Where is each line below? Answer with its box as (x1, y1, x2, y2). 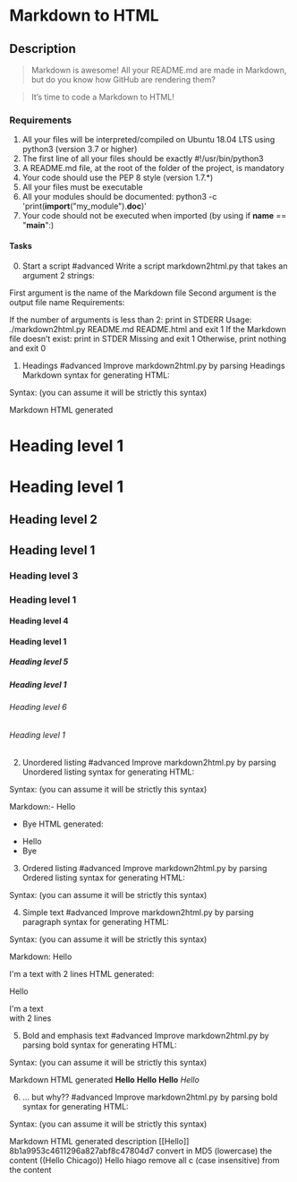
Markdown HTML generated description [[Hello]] (9, 1136, 190, 1147)
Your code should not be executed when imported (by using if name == (21, 210, 287, 221)
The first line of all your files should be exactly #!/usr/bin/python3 (21, 153, 264, 164)
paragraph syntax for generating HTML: (21, 917, 170, 928)
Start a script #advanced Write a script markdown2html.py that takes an (21, 261, 288, 271)
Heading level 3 (9, 570, 79, 582)
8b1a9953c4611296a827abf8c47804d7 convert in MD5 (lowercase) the (9, 1145, 273, 1156)
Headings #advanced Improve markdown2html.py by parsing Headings (21, 360, 285, 371)
